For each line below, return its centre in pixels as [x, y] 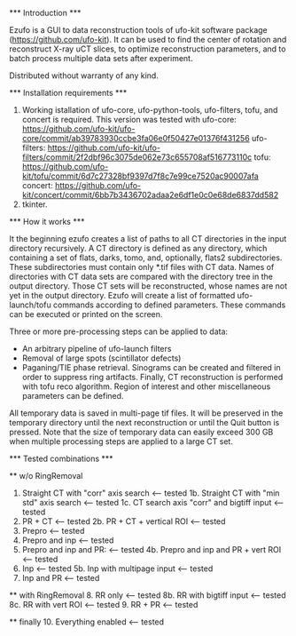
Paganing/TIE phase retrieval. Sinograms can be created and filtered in [151, 367]
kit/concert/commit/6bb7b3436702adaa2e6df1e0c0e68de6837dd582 [150, 195]
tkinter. [35, 204]
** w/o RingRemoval [46, 476]
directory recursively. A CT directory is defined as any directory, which [138, 248]
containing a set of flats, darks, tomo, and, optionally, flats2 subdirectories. [146, 258]
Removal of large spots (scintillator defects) [101, 358]
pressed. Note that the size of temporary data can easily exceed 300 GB [141, 432]
